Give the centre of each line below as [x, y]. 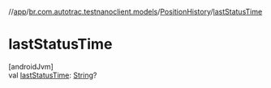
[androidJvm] [31, 66]
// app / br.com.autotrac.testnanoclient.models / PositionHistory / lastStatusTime [135, 12]
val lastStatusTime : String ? [53, 75]
